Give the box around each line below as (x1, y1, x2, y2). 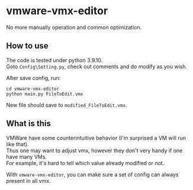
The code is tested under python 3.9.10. (6, 56, 103, 63)
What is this (6, 118, 52, 128)
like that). (6, 140, 29, 147)
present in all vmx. (6, 177, 52, 184)
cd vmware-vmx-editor (6, 86, 60, 92)
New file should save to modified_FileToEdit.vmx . (6, 101, 127, 108)
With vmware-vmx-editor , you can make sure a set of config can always (6, 170, 179, 178)
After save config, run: (6, 74, 61, 81)
